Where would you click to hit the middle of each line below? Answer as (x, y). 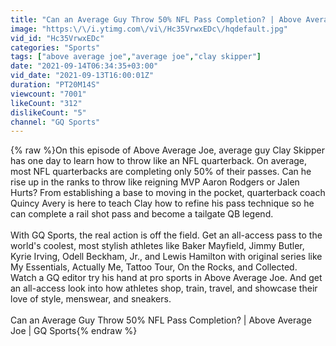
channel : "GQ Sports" (55, 122)
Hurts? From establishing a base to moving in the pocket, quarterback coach (168, 193)
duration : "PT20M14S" (55, 85)
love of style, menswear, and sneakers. (91, 299)
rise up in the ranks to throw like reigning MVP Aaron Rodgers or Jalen (155, 182)
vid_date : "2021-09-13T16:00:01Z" (82, 76)
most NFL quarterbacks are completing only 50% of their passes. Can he (161, 172)
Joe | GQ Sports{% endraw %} (74, 331)
